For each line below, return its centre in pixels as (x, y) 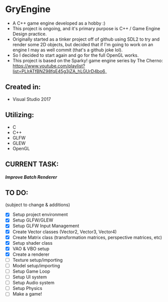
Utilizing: (20, 115)
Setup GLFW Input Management (46, 226)
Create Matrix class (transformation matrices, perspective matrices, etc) (87, 237)
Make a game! (27, 294)
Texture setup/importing (37, 260)
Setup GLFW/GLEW (33, 220)
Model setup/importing (36, 265)
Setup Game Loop (31, 271)
